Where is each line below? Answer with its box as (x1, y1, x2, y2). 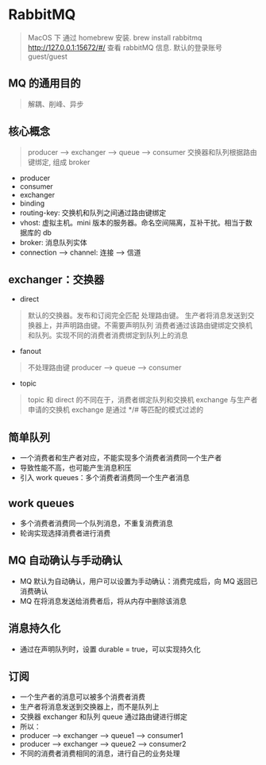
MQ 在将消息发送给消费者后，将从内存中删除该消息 (19, 596, 187, 605)
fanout (19, 347, 42, 356)
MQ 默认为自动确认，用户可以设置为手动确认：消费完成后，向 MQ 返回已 (19, 576, 258, 586)
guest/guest (27, 52, 67, 61)
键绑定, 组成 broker (27, 157, 91, 167)
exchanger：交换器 (8, 272, 105, 286)
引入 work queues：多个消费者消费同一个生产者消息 (19, 473, 191, 482)
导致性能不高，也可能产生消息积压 (19, 463, 132, 473)
